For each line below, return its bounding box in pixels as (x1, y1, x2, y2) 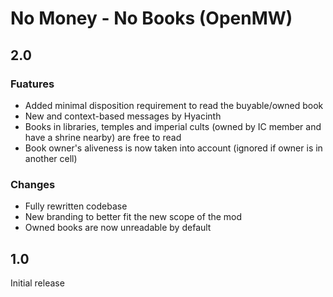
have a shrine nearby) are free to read (24, 131, 182, 143)
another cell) (24, 152, 78, 164)
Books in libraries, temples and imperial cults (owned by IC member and (24, 120, 322, 132)
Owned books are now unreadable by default (24, 222, 212, 234)
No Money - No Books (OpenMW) (10, 7, 293, 30)
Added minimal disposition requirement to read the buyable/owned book (24, 99, 324, 111)
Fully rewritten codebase (24, 200, 128, 212)
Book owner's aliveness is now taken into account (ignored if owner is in (24, 142, 323, 154)
